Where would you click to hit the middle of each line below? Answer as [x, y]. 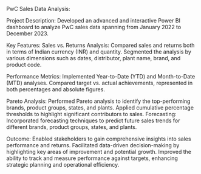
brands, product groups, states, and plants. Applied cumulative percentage [100, 108]
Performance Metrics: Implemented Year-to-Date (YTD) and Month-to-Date [101, 76]
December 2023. [27, 33]
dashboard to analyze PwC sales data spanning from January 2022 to [94, 27]
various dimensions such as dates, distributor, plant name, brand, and [94, 58]
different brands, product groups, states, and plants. [72, 127]
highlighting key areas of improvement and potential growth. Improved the [99, 152]
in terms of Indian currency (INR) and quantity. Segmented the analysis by [99, 52]
